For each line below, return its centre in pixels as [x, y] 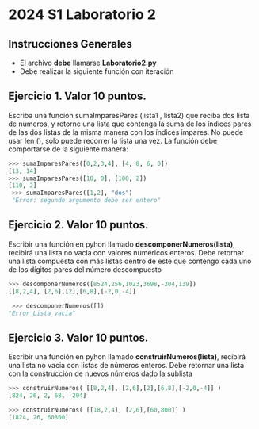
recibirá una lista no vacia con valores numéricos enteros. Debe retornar [126, 252]
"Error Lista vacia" [42, 313]
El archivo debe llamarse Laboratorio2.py [88, 63]
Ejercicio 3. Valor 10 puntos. [78, 337]
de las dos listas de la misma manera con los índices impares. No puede [126, 132]
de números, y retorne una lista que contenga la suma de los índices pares [130, 124]
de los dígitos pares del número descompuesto [85, 269]
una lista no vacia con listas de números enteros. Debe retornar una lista [126, 366]
